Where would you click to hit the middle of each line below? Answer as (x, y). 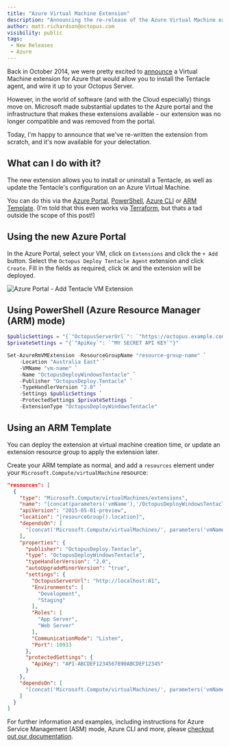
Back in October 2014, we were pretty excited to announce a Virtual (102, 71)
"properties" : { (43, 543)
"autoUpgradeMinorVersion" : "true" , (77, 568)
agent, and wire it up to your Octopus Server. (71, 86)
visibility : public (35, 33)
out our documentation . (40, 737)
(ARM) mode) (36, 321)
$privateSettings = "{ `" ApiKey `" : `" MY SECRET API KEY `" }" (93, 343)
